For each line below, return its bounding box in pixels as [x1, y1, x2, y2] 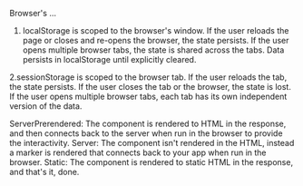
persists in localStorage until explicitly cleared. [22, 54, 197, 64]
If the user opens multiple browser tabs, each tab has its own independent [9, 91, 288, 102]
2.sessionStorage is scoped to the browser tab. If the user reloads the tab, [9, 72, 288, 83]
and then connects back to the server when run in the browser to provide [9, 128, 283, 139]
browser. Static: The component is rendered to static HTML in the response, [9, 157, 293, 167]
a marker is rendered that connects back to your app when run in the [9, 147, 267, 158]
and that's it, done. [9, 167, 80, 177]
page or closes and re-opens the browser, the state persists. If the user [22, 35, 289, 45]
